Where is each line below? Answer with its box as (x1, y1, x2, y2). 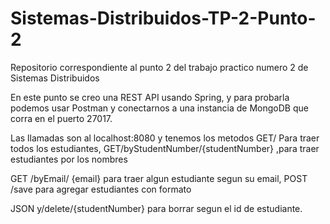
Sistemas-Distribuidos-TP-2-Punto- (10, 7, 317, 30)
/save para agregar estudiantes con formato (10, 183, 192, 195)
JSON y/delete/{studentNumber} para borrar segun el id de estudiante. (10, 202, 303, 214)
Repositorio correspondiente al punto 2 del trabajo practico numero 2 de (10, 61, 309, 73)
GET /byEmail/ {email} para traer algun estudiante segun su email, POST (10, 172, 308, 184)
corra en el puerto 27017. (10, 112, 113, 124)
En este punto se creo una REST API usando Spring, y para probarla (10, 91, 290, 103)
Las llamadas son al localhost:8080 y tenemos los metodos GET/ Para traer (10, 132, 320, 144)
